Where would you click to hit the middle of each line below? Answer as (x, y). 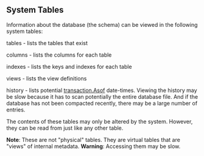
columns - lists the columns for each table (59, 55)
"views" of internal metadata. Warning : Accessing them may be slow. (93, 146)
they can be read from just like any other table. (65, 128)
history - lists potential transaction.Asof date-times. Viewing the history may (102, 90)
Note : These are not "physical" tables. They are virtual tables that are (93, 140)
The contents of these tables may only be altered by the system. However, (100, 121)
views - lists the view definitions (47, 78)
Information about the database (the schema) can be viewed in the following (102, 24)
